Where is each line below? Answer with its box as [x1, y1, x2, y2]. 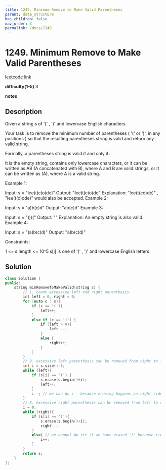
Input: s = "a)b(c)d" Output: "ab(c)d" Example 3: [5, 204, 103, 211]
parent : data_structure [5, 12, 54, 17]
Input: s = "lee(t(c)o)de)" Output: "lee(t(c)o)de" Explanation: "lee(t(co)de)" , [5, 189, 159, 196]
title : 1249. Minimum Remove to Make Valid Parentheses [5, 7, 123, 12]
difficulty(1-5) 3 [5, 84, 39, 90]
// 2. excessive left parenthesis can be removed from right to [23, 359, 158, 364]
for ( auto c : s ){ [23, 299, 61, 304]
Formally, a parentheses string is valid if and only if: [5, 150, 110, 156]
